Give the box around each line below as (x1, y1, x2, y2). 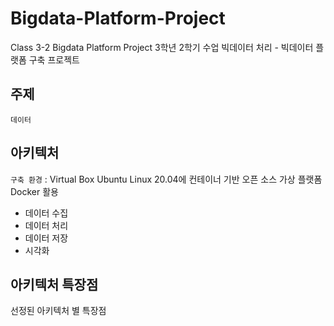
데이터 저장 (24, 232, 69, 244)
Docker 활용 (10, 185, 59, 197)
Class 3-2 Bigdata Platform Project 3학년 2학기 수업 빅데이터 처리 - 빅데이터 (10, 41, 314, 53)
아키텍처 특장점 (10, 276, 99, 293)
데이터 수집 (24, 207, 69, 219)
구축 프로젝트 (28, 53, 80, 66)
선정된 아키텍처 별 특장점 (10, 305, 107, 317)
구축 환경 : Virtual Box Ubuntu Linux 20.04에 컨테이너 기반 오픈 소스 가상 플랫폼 (10, 173, 323, 185)
